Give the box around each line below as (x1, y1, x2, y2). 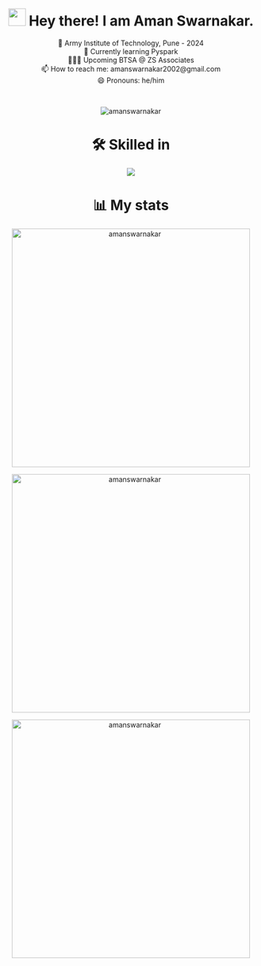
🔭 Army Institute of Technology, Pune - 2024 (58, 38, 204, 48)
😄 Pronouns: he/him (97, 76, 165, 85)
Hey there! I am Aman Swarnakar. (29, 12, 254, 30)
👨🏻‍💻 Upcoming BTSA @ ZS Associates (67, 55, 194, 64)
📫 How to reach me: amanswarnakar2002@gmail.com (40, 64, 221, 73)
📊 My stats (92, 196, 170, 215)
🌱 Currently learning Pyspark (83, 46, 178, 56)
